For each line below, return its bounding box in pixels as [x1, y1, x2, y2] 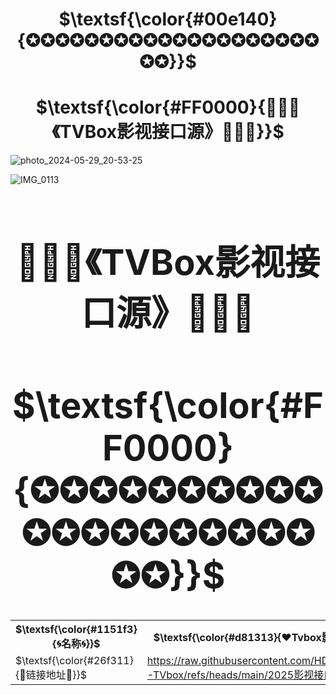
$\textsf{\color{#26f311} [15, 654, 134, 668]
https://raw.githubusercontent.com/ [146, 654, 315, 668]
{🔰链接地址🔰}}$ [15, 668, 88, 682]
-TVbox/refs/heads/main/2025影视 [146, 668, 315, 682]
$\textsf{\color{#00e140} [58, 8, 278, 31]
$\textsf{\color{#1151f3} [15, 623, 138, 637]
